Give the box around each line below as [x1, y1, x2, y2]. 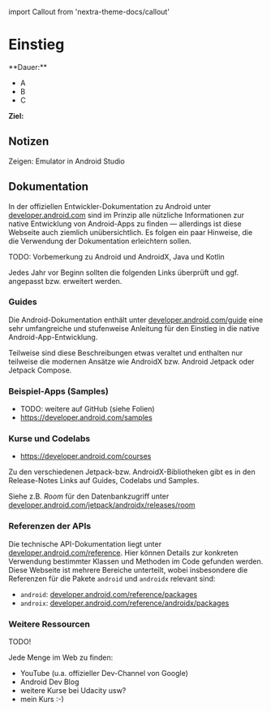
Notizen [8, 134, 49, 149]
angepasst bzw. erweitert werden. [8, 276, 123, 286]
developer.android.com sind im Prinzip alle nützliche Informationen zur [8, 210, 245, 220]
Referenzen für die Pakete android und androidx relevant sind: [8, 574, 216, 583]
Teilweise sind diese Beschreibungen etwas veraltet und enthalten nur [8, 347, 243, 357]
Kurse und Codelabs [8, 433, 91, 444]
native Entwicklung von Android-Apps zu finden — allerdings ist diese [8, 219, 242, 229]
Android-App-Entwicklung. [8, 332, 98, 342]
